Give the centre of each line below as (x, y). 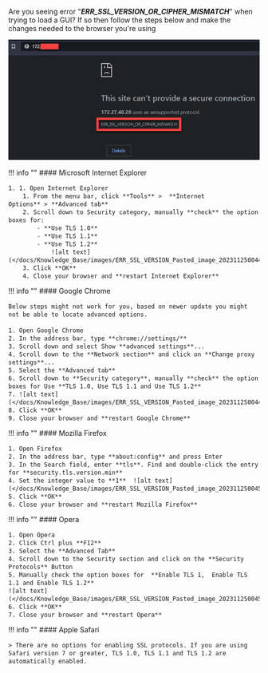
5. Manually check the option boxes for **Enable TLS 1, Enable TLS (128, 575)
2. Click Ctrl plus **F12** (55, 543)
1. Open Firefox (35, 449)
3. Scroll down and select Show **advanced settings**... (106, 346)
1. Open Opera (32, 535)
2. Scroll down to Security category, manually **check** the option (141, 212)
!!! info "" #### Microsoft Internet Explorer (78, 172)
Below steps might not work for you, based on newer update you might (128, 307)
